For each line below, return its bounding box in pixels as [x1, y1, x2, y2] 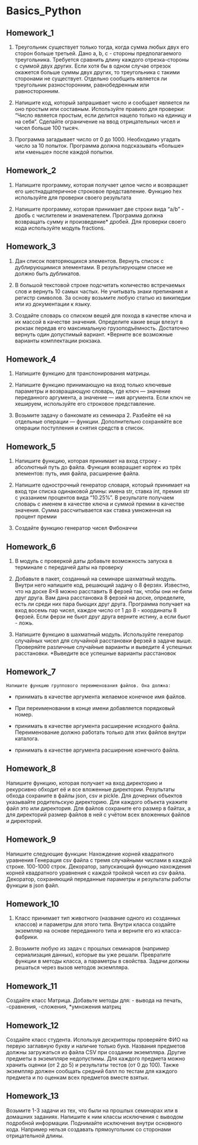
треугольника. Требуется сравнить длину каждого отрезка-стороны [14, 56, 189, 63]
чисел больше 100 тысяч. [14, 125, 79, 131]
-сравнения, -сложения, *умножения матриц [6, 1003, 122, 1010]
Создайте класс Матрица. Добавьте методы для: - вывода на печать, [6, 997, 183, 1004]
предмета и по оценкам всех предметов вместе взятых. [6, 1074, 149, 1081]
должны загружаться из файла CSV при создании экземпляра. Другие [6, 1048, 186, 1055]
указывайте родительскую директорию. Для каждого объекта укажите [6, 798, 188, 805]
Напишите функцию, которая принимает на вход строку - [14, 457, 161, 465]
